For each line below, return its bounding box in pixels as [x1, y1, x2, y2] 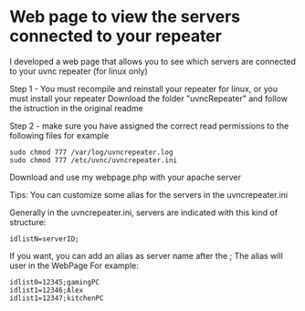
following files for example [9, 130, 110, 140]
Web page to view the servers [9, 6, 241, 27]
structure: [9, 216, 47, 227]
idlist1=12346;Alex [9, 285, 84, 295]
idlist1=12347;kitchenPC [9, 294, 104, 303]
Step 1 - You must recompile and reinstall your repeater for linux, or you [9, 83, 279, 94]
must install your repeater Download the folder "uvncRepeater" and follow [9, 93, 288, 104]
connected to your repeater [9, 26, 222, 47]
